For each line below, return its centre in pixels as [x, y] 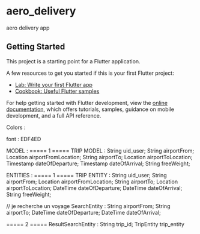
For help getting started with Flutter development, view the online [87, 103]
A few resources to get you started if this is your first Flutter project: [90, 73]
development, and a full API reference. [54, 115]
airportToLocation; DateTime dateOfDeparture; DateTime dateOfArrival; [94, 188]
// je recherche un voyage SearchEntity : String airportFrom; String [88, 206]
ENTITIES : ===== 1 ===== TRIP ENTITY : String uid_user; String [86, 175]
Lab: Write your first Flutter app [54, 84]
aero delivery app [28, 28]
